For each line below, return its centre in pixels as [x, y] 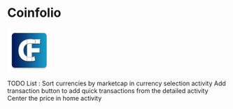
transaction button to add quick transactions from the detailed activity [108, 90]
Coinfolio [34, 13]
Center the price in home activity [55, 98]
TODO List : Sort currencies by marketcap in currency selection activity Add [116, 83]
